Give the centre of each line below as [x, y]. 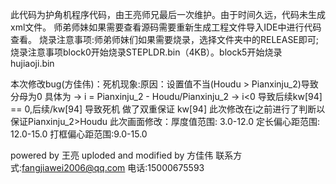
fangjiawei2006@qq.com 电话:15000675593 [113, 167]
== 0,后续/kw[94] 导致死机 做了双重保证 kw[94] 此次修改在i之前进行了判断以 [168, 109]
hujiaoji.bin [32, 63]
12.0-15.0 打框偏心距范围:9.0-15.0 [79, 134]
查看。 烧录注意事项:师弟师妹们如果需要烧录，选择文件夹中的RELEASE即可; [165, 39]
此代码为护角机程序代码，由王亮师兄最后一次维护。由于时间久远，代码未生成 [168, 14]
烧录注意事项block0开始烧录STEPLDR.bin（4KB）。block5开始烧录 [146, 52]
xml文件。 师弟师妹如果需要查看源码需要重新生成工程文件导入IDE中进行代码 [166, 27]
